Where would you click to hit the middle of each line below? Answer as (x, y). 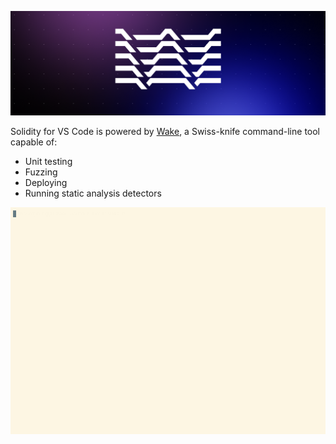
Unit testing (48, 161)
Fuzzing (41, 172)
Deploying (46, 182)
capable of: (34, 142)
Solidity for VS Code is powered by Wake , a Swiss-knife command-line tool (165, 131)
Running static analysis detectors (93, 193)
